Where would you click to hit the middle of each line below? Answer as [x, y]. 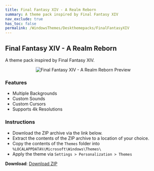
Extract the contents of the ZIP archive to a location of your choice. [81, 138]
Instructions [20, 122]
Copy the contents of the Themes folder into [56, 143]
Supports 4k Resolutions [37, 109]
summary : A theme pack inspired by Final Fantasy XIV [62, 14]
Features [16, 82]
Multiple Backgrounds [35, 93]
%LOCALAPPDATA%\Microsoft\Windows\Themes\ [57, 149]
